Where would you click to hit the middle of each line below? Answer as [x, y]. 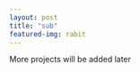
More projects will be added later [70, 60]
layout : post [34, 17]
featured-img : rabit [48, 34]
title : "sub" [34, 26]
